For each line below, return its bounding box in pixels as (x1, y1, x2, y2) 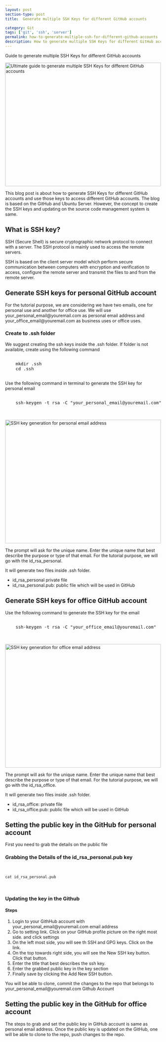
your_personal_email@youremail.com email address (12, 923, 119, 929)
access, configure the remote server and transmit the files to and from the (5, 269, 156, 275)
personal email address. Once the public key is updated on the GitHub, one (5, 1026, 158, 1032)
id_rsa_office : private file (12, 801, 63, 807)
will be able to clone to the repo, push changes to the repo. (5, 1031, 125, 1037)
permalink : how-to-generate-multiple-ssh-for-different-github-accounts (5, 35, 158, 40)
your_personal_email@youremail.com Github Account (5, 986, 115, 992)
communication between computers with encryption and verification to (5, 264, 150, 270)
